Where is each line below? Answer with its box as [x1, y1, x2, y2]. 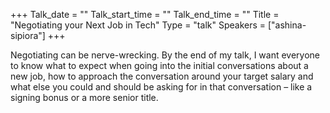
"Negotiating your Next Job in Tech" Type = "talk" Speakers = [10, 19, 267, 31]
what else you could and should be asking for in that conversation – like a [10, 81, 313, 93]
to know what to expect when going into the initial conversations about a [10, 60, 309, 71]
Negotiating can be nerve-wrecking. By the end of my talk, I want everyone [10, 49, 321, 61]
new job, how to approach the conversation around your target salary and [10, 70, 314, 82]
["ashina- [267, 19, 307, 31]
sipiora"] [10, 30, 46, 41]
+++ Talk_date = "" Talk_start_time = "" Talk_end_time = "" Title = [10, 9, 280, 20]
